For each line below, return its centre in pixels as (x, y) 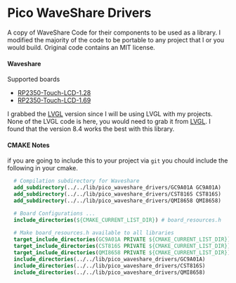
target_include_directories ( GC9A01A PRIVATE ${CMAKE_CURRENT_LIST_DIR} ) (122, 240)
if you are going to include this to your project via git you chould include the (118, 161)
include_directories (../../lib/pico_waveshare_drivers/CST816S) (110, 265)
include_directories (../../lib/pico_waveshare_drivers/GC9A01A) (110, 259)
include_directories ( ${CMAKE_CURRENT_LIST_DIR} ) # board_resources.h (117, 220)
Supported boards (34, 80)
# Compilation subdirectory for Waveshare (77, 181)
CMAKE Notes (29, 145)
